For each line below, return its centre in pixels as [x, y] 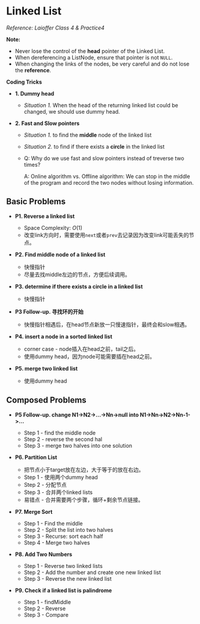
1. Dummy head [35, 93]
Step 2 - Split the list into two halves [68, 530]
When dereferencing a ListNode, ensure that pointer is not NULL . [94, 57]
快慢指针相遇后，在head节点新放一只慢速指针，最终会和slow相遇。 [107, 324]
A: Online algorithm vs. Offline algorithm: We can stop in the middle [107, 176]
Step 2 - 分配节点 [45, 484]
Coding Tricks [24, 82]
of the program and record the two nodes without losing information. [109, 182]
